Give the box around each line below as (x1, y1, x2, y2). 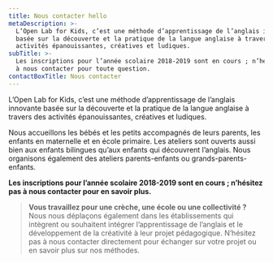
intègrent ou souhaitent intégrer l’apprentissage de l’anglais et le (28, 219, 244, 229)
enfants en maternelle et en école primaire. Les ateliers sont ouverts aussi (8, 136, 256, 146)
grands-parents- (191, 153, 248, 163)
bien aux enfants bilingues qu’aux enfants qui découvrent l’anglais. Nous (8, 144, 251, 154)
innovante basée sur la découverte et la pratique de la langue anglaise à (8, 103, 249, 113)
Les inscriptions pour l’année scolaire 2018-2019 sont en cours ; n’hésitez (8, 178, 263, 188)
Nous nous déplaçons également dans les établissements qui (28, 210, 234, 220)
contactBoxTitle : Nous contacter (8, 72, 122, 80)
